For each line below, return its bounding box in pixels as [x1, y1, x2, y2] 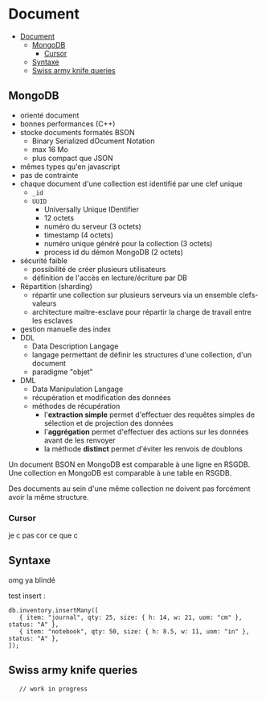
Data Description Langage [31, 341, 119, 351]
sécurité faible [19, 255, 68, 266]
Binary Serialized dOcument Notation [31, 136, 155, 146]
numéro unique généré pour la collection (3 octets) [43, 238, 213, 248]
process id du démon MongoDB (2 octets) [43, 247, 183, 257]
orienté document [19, 110, 80, 120]
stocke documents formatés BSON [19, 127, 135, 137]
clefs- [239, 290, 259, 299]
